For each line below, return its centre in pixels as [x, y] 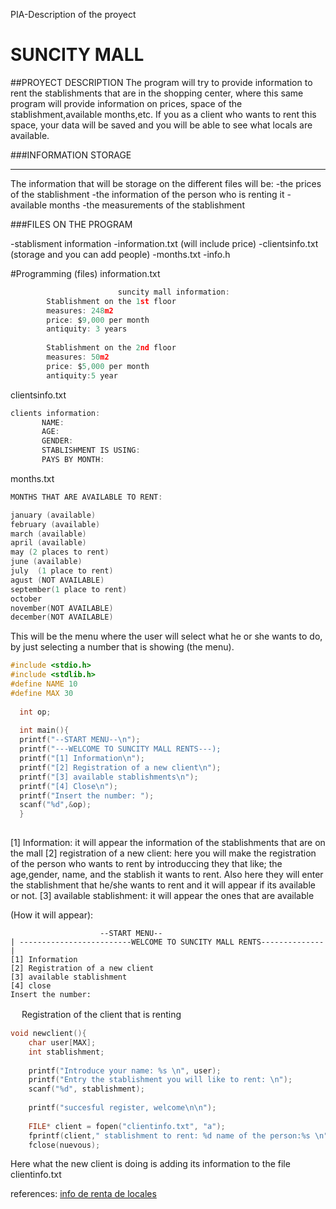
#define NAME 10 [44, 684]
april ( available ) [48, 543]
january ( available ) [53, 515]
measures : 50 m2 [78, 357]
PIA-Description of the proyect [73, 14]
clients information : [55, 413]
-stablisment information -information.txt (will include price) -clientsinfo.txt [164, 243]
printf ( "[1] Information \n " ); [82, 759]
